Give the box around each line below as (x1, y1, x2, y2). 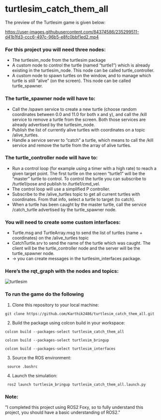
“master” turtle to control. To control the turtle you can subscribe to (12, 176, 146, 182)
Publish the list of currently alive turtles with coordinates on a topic (12, 127, 146, 133)
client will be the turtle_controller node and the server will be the (12, 245, 140, 251)
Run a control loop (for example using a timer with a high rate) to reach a (12, 165, 157, 171)
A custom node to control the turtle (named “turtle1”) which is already (12, 62, 150, 68)
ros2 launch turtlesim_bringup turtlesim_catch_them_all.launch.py (7, 382, 146, 387)
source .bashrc (7, 364, 38, 369)
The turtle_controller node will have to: (5, 154, 98, 161)
